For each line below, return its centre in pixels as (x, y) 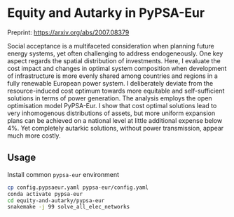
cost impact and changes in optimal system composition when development (117, 68)
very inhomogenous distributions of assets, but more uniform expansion (111, 113)
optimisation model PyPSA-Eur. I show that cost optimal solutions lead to (112, 105)
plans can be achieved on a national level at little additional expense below (115, 120)
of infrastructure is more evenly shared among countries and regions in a (113, 76)
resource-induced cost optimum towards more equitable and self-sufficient (116, 91)
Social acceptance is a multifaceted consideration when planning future (111, 46)
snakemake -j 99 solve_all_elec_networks (69, 207)
